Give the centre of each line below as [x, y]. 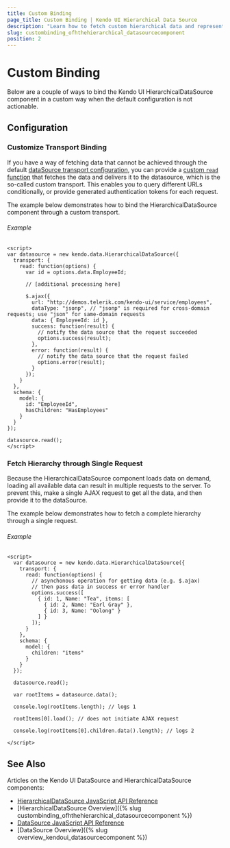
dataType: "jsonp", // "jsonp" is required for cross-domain [121, 308]
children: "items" [58, 653]
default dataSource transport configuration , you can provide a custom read [113, 169]
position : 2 [24, 39]
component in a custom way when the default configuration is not [100, 99]
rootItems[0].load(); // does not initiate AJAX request [96, 719]
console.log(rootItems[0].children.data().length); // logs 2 [104, 731]
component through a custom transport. [64, 212]
